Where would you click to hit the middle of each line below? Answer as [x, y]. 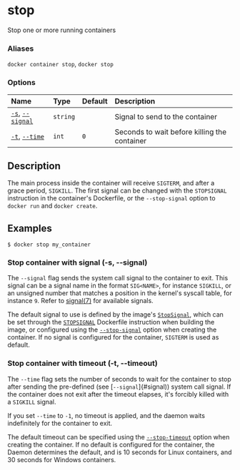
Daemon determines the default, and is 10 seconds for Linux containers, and [120, 452]
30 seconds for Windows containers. [62, 459]
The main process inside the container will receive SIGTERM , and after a [111, 183]
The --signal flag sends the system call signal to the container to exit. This [118, 278]
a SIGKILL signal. [32, 402]
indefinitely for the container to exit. [60, 423]
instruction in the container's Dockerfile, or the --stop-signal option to [111, 198]
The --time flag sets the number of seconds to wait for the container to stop [120, 379]
